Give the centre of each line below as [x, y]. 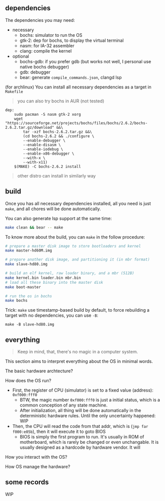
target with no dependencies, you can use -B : [52, 316]
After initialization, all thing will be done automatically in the [81, 411]
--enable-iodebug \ [43, 149]
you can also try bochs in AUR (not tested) [61, 101]
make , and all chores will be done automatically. [53, 209]
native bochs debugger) [44, 67]
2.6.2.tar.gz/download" [30, 127]
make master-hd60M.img [29, 250]
